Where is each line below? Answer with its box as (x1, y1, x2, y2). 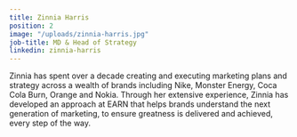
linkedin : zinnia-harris (9, 46, 101, 55)
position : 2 (9, 21, 53, 30)
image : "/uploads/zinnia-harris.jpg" (9, 29, 149, 38)
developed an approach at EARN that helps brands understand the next (9, 99, 271, 109)
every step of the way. (9, 117, 92, 129)
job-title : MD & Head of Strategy (9, 37, 138, 47)
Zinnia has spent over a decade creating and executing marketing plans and (9, 70, 287, 81)
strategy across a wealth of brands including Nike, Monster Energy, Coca (9, 80, 277, 91)
